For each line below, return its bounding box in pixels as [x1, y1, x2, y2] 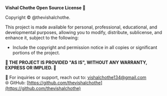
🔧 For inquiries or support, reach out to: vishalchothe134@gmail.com [5, 74, 146, 80]
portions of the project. [12, 50, 60, 55]
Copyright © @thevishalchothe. [5, 14, 70, 20]
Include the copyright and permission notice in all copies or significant [12, 44, 157, 50]
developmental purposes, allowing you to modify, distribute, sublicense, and [5, 29, 162, 35]
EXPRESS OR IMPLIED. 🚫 [5, 65, 56, 70]
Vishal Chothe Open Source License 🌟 [5, 5, 86, 10]
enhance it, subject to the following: [5, 35, 79, 40]
